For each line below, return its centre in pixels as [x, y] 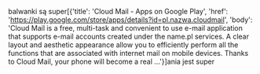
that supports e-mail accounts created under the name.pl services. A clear [129, 36]
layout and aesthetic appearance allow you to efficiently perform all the [123, 45]
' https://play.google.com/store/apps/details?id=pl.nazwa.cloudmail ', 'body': [130, 20]
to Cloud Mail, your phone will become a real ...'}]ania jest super [111, 61]
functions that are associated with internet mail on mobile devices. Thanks [128, 53]
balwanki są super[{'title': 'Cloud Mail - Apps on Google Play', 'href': [118, 11]
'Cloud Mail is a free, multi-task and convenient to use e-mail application [126, 28]
